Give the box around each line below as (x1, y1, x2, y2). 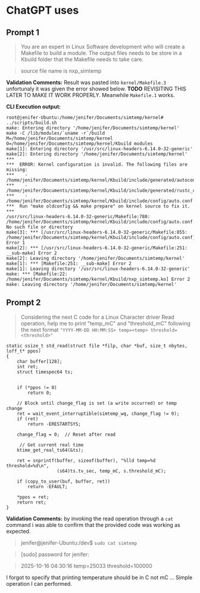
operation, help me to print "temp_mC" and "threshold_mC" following (20, 319, 190, 327)
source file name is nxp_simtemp (20, 67, 102, 74)
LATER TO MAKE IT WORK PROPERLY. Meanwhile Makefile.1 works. (6, 92, 175, 98)
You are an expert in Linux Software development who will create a (20, 43, 185, 50)
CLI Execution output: (6, 103, 61, 110)
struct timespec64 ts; (17, 369, 73, 375)
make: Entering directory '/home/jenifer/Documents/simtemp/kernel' (6, 125, 180, 131)
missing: (6, 167, 28, 173)
